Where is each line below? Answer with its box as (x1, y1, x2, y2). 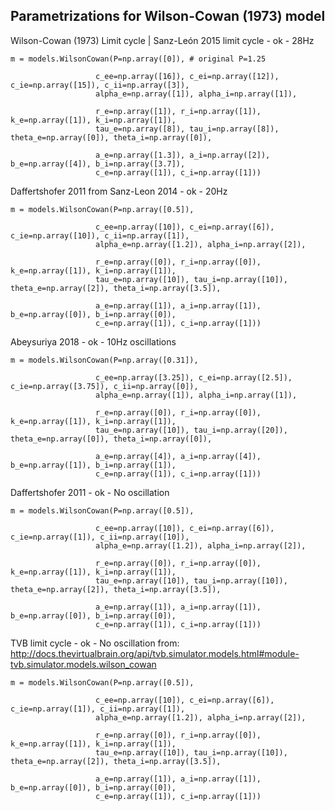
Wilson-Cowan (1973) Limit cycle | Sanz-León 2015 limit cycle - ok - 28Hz (10, 34, 315, 46)
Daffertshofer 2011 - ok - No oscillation (10, 486, 170, 498)
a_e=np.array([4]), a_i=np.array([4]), (95, 451, 262, 461)
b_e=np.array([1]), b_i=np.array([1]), (10, 460, 177, 470)
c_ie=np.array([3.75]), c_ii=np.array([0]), (10, 381, 199, 391)
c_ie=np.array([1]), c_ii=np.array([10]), (10, 532, 190, 542)
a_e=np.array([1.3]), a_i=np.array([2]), (95, 150, 271, 160)
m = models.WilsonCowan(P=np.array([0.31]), (10, 355, 199, 365)
